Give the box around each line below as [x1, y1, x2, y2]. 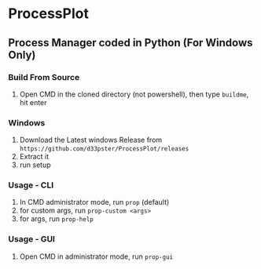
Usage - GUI [8, 234, 55, 245]
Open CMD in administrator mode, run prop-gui [19, 252, 174, 261]
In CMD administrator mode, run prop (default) [19, 198, 170, 207]
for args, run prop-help [19, 214, 94, 224]
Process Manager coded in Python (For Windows [8, 36, 253, 49]
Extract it [19, 152, 50, 162]
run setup [19, 160, 51, 169]
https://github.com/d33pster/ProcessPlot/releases [19, 145, 189, 153]
